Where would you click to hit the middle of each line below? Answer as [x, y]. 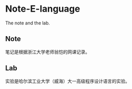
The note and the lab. [28, 23]
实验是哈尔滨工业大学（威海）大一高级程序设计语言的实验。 [68, 81]
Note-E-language [43, 9]
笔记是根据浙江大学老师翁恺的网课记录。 [47, 52]
